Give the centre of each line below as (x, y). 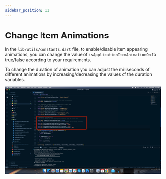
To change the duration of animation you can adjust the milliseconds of (77, 69)
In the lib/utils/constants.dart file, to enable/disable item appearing (77, 49)
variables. (15, 79)
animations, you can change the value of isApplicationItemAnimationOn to (81, 54)
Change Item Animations (57, 35)
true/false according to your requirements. (48, 60)
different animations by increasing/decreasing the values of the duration (79, 74)
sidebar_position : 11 (27, 10)
